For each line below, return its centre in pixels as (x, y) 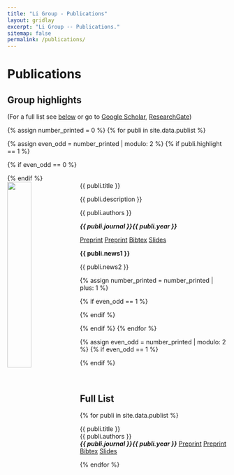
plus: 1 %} (94, 288)
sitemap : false (29, 33)
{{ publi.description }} (111, 199)
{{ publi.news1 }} (105, 254)
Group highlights (45, 100)
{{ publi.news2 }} (104, 267)
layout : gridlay (31, 20)
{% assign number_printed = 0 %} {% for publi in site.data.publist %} (107, 131)
